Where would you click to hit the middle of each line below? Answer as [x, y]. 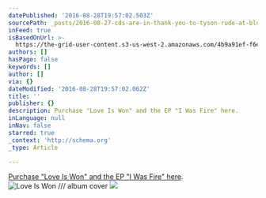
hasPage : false [33, 60]
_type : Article [33, 148]
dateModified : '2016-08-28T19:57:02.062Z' [79, 89]
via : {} [21, 81]
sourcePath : [28, 23]
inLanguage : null [37, 118]
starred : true [32, 133]
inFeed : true [30, 30]
